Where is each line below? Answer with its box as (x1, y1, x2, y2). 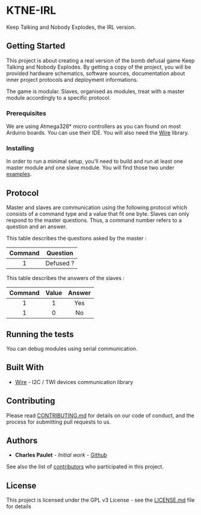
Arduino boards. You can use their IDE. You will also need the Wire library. (6, 129, 190, 136)
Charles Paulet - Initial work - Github (14, 451, 107, 459)
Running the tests (6, 329, 74, 340)
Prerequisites (6, 109, 46, 117)
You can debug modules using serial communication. (6, 345, 138, 352)
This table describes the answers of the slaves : (6, 275, 125, 282)
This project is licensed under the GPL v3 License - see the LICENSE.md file (6, 496, 195, 504)
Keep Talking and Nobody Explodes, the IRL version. (6, 23, 137, 31)
